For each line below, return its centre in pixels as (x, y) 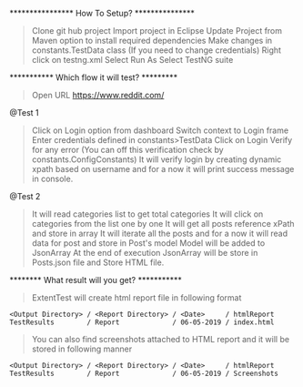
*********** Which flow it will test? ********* (94, 77)
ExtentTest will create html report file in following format (136, 298)
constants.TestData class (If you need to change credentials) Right (157, 50)
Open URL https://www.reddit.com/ (98, 95)
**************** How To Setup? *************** (102, 13)
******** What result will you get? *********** (96, 280)
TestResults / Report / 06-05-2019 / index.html (142, 322)
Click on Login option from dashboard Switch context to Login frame (160, 130)
